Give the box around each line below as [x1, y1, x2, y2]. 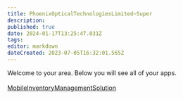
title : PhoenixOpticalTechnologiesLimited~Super [7, 10, 153, 18]
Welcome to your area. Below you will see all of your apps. [7, 68, 177, 77]
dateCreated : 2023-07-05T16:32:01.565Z [7, 50, 125, 57]
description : [7, 17, 46, 24]
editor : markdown [7, 43, 58, 50]
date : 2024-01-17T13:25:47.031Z [7, 29, 102, 37]
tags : [7, 37, 23, 44]
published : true [7, 23, 55, 30]
